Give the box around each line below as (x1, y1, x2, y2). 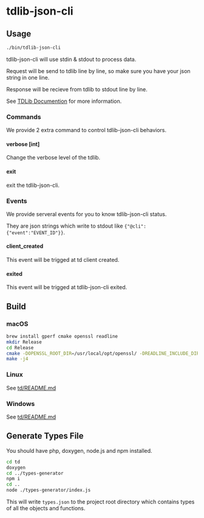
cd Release (6, 345, 34, 351)
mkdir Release (6, 339, 42, 345)
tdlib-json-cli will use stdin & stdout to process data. (6, 55, 137, 63)
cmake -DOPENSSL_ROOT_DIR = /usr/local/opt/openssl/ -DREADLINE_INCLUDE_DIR (6, 350, 200, 357)
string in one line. (6, 74, 50, 81)
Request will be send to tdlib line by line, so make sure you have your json (6, 67, 191, 74)
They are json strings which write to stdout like (6, 222, 123, 229)
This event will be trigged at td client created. (6, 256, 120, 264)
